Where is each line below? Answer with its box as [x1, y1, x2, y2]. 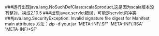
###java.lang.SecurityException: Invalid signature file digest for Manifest [5, 16, 150, 21]
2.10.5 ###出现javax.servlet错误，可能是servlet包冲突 [30, 10, 137, 16]
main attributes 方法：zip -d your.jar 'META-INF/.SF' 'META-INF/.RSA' [5, 21, 143, 27]
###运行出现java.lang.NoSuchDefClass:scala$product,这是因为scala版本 [5, 4, 150, 9]
